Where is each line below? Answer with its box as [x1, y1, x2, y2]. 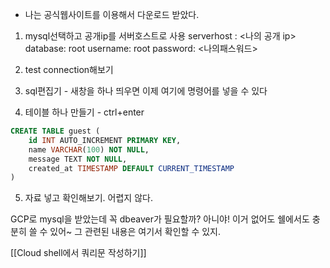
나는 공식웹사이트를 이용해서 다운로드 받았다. [24, 9, 200, 20]
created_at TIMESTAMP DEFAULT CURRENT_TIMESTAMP [28, 163, 235, 173]
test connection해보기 [24, 64, 114, 75]
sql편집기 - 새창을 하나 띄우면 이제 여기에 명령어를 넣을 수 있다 [24, 85, 268, 97]
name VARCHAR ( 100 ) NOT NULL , [28, 144, 150, 155]
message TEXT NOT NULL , [28, 154, 128, 164]
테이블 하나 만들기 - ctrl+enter [24, 106, 145, 118]
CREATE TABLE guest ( [10, 126, 101, 136]
